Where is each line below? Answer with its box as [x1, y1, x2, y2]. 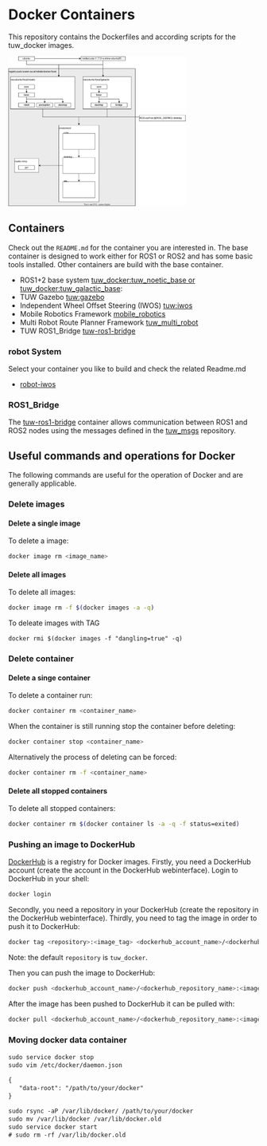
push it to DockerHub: [8, 922, 80, 931]
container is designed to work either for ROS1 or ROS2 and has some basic [8, 251, 253, 261]
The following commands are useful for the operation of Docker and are [8, 471, 244, 480]
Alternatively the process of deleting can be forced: [8, 752, 177, 762]
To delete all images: [8, 588, 76, 597]
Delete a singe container [8, 672, 91, 683]
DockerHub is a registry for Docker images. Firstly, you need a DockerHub [8, 857, 252, 867]
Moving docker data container [8, 1034, 127, 1046]
